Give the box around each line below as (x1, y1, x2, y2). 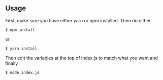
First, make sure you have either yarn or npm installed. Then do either (5, 17, 151, 23)
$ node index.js (5, 70, 40, 75)
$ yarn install (5, 46, 38, 51)
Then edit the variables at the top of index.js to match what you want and (5, 55, 158, 61)
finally (5, 60, 18, 66)
